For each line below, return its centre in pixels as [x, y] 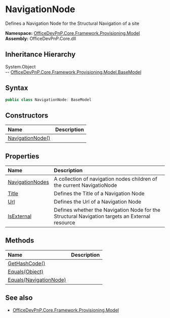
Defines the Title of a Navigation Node [99, 193]
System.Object [20, 66]
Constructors [27, 115]
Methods [20, 241]
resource [65, 223]
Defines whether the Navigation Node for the [107, 210]
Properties [22, 156]
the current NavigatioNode [86, 185]
